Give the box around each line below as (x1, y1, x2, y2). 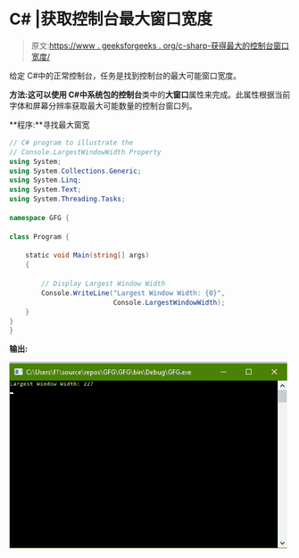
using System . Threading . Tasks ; (9, 194, 126, 204)
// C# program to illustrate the (9, 138, 134, 147)
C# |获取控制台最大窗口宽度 (9, 9, 212, 29)
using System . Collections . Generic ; (9, 167, 142, 176)
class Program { (9, 232, 70, 242)
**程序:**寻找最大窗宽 (9, 119, 91, 130)
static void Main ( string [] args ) (25, 251, 150, 260)
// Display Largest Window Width (41, 279, 166, 289)
